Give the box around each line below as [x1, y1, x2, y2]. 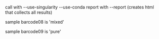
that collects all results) [5, 9, 53, 15]
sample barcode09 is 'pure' [5, 29, 61, 34]
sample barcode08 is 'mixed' [5, 19, 64, 25]
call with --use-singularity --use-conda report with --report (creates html [5, 4, 154, 10]
